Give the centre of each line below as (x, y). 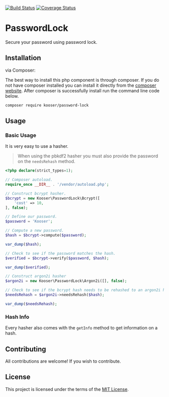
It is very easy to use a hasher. (37, 146)
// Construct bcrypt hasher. (36, 193)
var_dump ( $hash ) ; (23, 244)
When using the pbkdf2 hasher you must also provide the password (88, 156)
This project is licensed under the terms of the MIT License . (67, 389)
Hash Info (17, 317)
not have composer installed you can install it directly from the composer (81, 85)
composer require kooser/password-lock (47, 105)
